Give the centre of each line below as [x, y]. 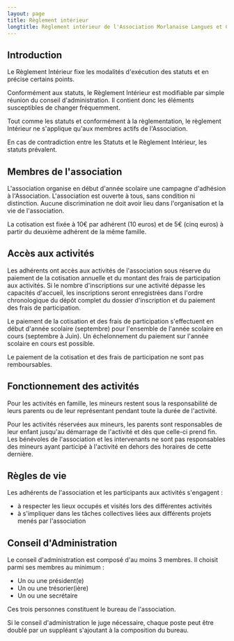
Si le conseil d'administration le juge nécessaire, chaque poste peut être [111, 623]
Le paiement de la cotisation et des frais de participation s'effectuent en [110, 321]
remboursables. [30, 364]
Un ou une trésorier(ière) [53, 589]
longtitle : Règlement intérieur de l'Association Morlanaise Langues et [115, 27]
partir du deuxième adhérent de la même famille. [77, 232]
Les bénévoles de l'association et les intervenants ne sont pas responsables [116, 439]
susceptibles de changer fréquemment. [64, 108]
